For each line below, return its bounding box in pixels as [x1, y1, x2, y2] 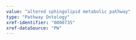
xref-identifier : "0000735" [6, 19, 76, 25]
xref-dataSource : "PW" [6, 25, 62, 31]
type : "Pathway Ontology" [6, 14, 70, 20]
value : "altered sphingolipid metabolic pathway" [6, 8, 131, 15]
